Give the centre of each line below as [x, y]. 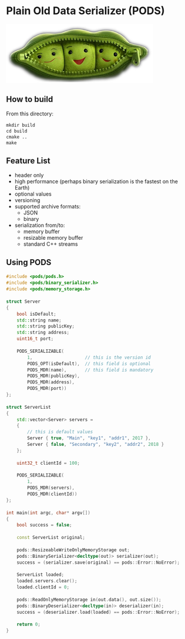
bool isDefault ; [37, 314]
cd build [17, 131]
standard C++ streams [51, 244]
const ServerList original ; [51, 538]
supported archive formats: [48, 206]
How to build [30, 99]
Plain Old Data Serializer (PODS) [85, 11]
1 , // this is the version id [89, 357]
